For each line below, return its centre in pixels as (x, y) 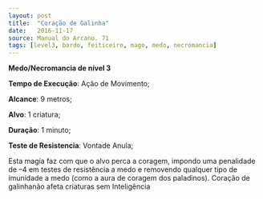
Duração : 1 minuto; (40, 130)
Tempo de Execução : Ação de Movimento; (79, 84)
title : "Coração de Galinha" (59, 23)
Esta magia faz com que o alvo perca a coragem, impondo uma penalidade (132, 161)
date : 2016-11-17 (41, 30)
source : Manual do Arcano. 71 (59, 38)
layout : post (30, 16)
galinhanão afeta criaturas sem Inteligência (79, 187)
